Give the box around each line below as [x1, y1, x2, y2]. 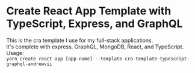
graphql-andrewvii [6, 61, 52, 67]
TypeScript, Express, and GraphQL [6, 17, 183, 31]
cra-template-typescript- [124, 56, 190, 62]
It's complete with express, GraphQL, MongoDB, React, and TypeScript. [6, 43, 184, 50]
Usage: [6, 49, 24, 56]
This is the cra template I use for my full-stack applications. [6, 36, 153, 44]
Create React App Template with [6, 4, 172, 18]
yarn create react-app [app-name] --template [6, 56, 122, 62]
